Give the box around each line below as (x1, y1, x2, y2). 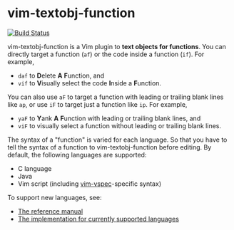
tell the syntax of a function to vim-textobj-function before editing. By (7, 142, 212, 151)
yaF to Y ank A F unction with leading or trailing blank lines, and (17, 114, 201, 122)
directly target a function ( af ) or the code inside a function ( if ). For (7, 50, 205, 58)
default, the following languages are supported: (7, 150, 147, 159)
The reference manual (17, 207, 83, 215)
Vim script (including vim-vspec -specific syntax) (17, 179, 162, 188)
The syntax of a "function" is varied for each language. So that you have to (7, 135, 228, 144)
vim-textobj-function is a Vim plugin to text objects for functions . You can (7, 42, 226, 51)
